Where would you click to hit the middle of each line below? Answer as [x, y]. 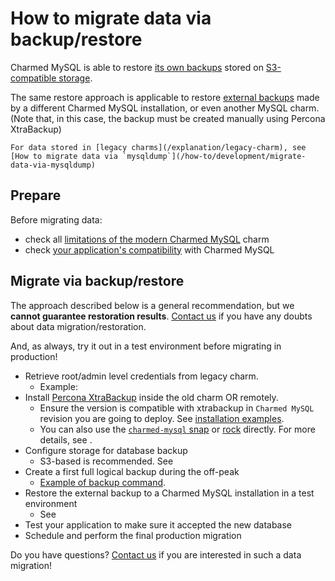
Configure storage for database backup [106, 450]
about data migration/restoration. [78, 326]
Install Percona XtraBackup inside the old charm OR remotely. [151, 397]
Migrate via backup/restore [97, 281]
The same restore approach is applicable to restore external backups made [165, 97]
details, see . [66, 439]
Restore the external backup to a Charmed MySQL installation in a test [169, 493]
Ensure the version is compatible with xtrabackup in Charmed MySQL [177, 408]
